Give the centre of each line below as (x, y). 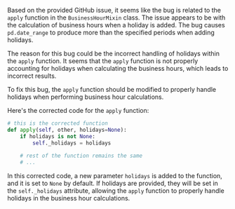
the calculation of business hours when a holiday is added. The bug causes (116, 25)
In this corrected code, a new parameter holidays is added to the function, (115, 176)
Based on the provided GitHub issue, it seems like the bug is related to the (114, 10)
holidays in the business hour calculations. (69, 198)
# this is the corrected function (58, 123)
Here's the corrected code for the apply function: (78, 110)
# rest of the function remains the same (81, 156)
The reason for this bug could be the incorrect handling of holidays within (113, 53)
